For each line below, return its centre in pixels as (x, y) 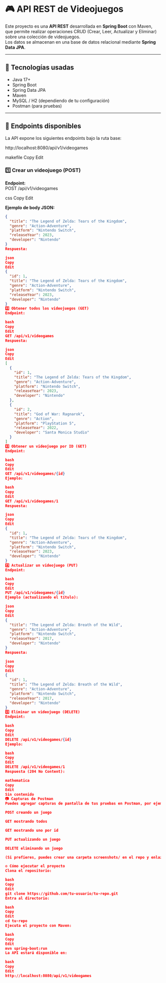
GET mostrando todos (26, 822)
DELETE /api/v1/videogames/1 (35, 767)
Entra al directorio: (27, 898)
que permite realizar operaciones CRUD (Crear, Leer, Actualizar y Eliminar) (81, 31)
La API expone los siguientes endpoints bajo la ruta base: (63, 138)
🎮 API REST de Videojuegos (64, 9)
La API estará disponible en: (36, 953)
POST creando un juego (28, 813)
